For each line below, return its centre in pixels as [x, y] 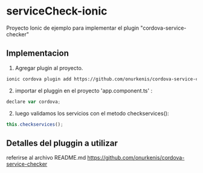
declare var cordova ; [34, 102]
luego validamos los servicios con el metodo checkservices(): [92, 113]
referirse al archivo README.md [46, 158]
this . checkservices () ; [35, 124]
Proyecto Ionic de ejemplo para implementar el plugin [73, 28]
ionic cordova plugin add [39, 79]
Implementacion [38, 54]
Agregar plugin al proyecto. [49, 68]
